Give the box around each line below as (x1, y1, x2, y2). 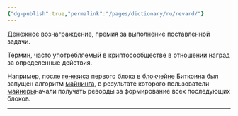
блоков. (7, 94, 31, 103)
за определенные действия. (7, 58, 93, 67)
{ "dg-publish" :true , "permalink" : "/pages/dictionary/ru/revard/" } (7, 10, 204, 18)
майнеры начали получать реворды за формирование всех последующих (7, 86, 231, 95)
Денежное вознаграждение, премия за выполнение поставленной (7, 30, 210, 38)
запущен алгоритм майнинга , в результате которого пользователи (7, 79, 210, 88)
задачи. (7, 37, 30, 46)
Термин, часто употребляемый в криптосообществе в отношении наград (7, 51, 230, 59)
